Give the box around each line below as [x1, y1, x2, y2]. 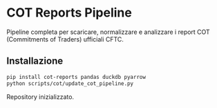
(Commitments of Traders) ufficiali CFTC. [6, 35, 124, 43]
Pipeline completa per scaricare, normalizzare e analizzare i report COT [6, 28, 210, 36]
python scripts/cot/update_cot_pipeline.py [6, 80, 134, 87]
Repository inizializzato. [6, 92, 74, 101]
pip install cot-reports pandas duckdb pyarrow [6, 73, 147, 80]
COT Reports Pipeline [6, 5, 132, 21]
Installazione [6, 55, 64, 67]
